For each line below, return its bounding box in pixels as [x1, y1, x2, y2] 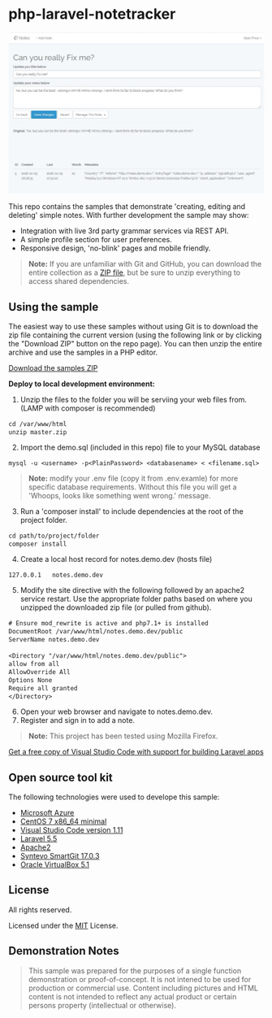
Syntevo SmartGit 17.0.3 [19, 851, 100, 861]
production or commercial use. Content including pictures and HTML [28, 983, 258, 993]
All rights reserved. [8, 904, 72, 915]
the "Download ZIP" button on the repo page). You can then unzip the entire [8, 339, 262, 349]
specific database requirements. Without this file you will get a [28, 482, 237, 492]
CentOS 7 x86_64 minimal [19, 816, 107, 826]
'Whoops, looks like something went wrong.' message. [28, 491, 211, 501]
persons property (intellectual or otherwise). [28, 1000, 177, 1010]
